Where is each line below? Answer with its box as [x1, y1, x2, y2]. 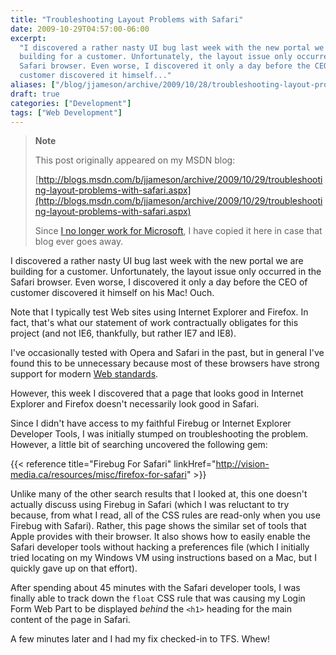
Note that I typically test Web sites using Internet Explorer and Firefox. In [10, 306, 309, 318]
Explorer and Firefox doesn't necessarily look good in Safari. [10, 398, 260, 410]
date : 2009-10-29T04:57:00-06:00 [10, 24, 150, 34]
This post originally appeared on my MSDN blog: [34, 154, 236, 166]
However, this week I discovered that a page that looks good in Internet [10, 387, 304, 400]
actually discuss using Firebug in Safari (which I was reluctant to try [10, 499, 290, 511]
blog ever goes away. [34, 236, 124, 248]
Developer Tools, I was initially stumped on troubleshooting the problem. [10, 428, 309, 440]
